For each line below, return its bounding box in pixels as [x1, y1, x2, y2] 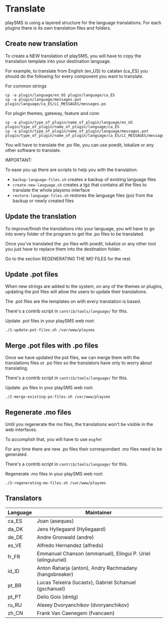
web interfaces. [5, 427, 37, 432]
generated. [5, 451, 28, 457]
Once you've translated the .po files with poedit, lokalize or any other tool [5, 240, 156, 246]
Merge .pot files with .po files [5, 341, 98, 350]
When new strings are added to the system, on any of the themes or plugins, [5, 283, 163, 289]
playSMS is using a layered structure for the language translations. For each [5, 20, 161, 26]
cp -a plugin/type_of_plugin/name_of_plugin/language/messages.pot [5, 128, 149, 133]
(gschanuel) [36, 585, 65, 592]
